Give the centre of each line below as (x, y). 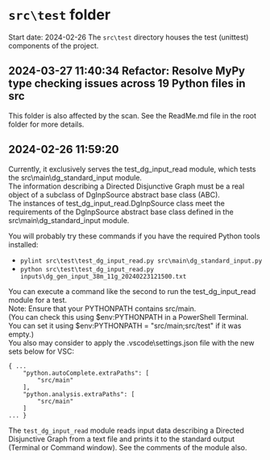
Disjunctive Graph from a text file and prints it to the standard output (122, 439)
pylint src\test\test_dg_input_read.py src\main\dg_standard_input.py (141, 261)
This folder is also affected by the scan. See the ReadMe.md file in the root (132, 115)
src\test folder (60, 15)
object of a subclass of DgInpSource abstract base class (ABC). (114, 194)
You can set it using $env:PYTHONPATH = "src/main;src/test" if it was (125, 325)
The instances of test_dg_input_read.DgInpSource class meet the (117, 203)
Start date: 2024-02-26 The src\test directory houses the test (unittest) (129, 37)
